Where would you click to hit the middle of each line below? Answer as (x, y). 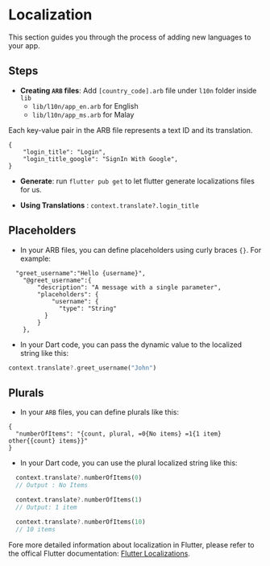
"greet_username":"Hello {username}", (81, 273)
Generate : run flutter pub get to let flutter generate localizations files (137, 181)
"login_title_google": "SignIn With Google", (101, 159)
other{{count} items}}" (48, 441)
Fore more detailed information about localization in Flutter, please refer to (131, 544)
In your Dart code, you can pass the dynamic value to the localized (131, 345)
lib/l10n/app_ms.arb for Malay (83, 114)
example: (35, 258)
